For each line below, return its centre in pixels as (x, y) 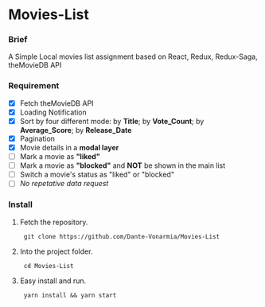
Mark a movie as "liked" (60, 157)
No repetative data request (64, 184)
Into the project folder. (56, 251)
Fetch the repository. (54, 222)
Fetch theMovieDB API (57, 103)
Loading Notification (53, 112)
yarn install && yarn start (70, 295)
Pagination (37, 138)
